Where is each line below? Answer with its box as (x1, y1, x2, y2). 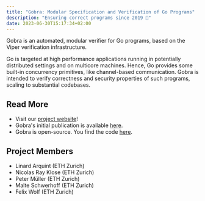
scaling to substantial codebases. (6, 81, 90, 89)
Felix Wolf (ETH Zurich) (15, 188, 74, 196)
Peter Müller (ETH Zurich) (15, 175, 80, 182)
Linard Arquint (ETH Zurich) (15, 163, 85, 169)
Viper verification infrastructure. (6, 43, 87, 51)
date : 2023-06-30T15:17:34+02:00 (6, 20, 92, 26)
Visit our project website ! (15, 115, 78, 123)
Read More (6, 99, 49, 109)
